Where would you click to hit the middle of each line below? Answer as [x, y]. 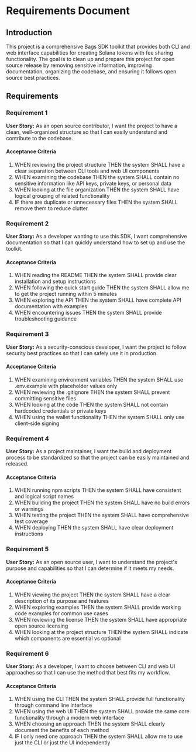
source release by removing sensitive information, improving [79, 65]
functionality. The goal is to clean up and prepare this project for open [90, 59]
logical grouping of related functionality [62, 195]
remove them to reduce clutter [51, 208]
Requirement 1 [27, 113]
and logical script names [44, 497]
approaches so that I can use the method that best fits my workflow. [88, 673]
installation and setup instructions [55, 281]
